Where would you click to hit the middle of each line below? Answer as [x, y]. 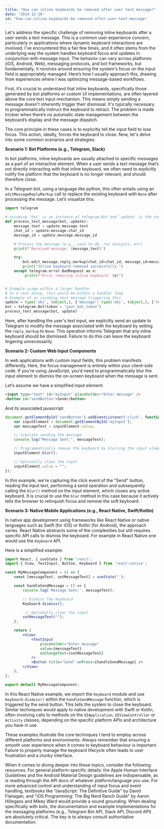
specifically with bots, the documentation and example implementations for [81, 806]
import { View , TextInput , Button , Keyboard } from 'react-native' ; [76, 564]
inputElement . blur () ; [36, 453]
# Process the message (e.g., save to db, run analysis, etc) [78, 244]
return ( [23, 631]
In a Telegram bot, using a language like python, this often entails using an [80, 189]
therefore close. [21, 179]
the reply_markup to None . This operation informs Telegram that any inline [78, 331]
